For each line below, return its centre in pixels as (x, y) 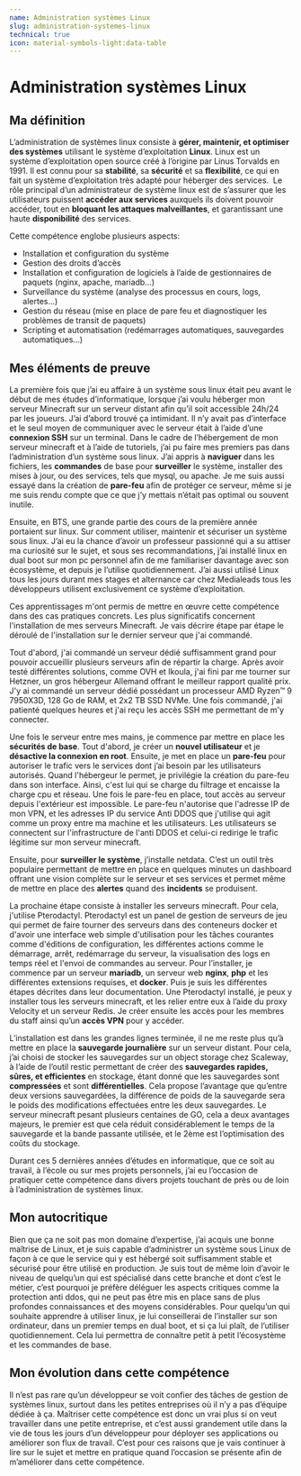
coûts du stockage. (45, 1144)
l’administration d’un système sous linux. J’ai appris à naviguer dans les (142, 457)
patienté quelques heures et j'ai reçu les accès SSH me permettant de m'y (147, 710)
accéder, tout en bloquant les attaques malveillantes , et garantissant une (146, 209)
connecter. (29, 720)
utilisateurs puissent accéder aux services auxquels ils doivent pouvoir (142, 200)
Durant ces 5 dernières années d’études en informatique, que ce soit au (142, 1161)
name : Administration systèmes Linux (80, 18)
